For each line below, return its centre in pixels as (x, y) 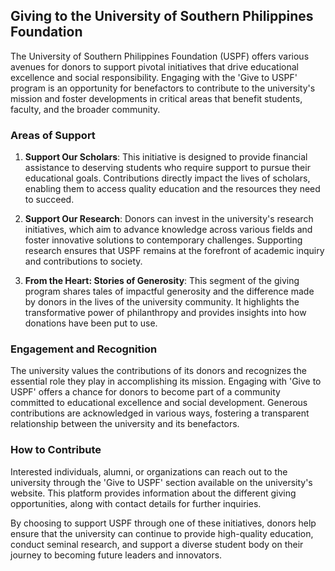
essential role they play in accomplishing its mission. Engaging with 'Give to (166, 381)
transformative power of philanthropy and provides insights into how (165, 313)
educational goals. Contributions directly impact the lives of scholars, (167, 178)
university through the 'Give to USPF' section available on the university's (161, 482)
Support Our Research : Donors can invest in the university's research (169, 219)
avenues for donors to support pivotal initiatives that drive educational (154, 66)
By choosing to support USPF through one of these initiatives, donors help (163, 523)
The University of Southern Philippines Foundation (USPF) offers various (160, 56)
